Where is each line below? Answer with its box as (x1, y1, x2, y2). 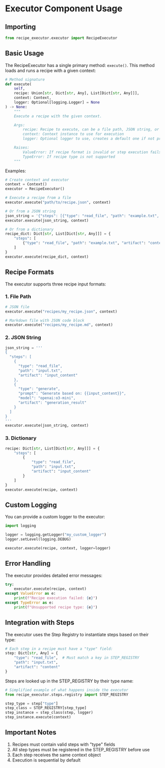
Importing (5, 23, 36, 31)
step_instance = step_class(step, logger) (5, 710, 93, 715)
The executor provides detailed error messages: (5, 572, 103, 578)
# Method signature (5, 77, 45, 82)
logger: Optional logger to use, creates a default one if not (23, 136, 155, 141)
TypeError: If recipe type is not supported (23, 154, 115, 159)
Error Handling (5, 559, 51, 568)
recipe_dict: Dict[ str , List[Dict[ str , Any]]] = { (5, 231, 111, 236)
